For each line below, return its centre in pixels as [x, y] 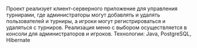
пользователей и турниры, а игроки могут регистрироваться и [86, 21]
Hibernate [18, 40]
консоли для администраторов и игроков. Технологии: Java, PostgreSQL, [99, 34]
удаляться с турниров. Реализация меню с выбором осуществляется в [97, 27]
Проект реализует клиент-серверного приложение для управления [92, 9]
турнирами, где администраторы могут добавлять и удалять [83, 15]
